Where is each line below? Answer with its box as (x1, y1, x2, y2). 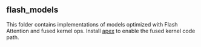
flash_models (6, 5, 59, 15)
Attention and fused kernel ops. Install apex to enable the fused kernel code (6, 27, 196, 34)
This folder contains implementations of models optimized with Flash (6, 20, 178, 28)
